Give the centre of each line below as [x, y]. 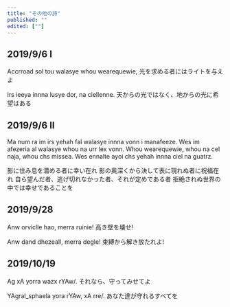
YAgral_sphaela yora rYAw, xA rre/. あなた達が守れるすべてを [93, 295]
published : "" [27, 20]
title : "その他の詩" [34, 13]
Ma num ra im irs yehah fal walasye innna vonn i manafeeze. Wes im [104, 142]
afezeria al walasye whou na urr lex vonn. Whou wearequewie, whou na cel [114, 149]
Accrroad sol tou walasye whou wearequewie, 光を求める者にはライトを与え [115, 71]
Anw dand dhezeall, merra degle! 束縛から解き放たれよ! [86, 242]
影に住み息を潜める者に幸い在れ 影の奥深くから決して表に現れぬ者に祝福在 [113, 170]
